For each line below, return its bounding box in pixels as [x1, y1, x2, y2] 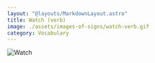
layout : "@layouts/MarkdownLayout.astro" [7, 10, 128, 17]
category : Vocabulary [7, 29, 70, 37]
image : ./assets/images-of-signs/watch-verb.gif [7, 23, 149, 30]
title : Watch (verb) [7, 17, 67, 24]
